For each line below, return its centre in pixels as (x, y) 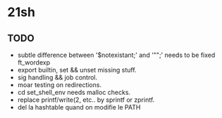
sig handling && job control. (57, 77)
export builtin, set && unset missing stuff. (77, 70)
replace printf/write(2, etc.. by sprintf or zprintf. (86, 100)
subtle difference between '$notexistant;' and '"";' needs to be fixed (116, 55)
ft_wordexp (34, 63)
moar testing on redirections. (60, 85)
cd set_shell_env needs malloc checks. (74, 92)
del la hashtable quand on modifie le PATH (79, 107)
